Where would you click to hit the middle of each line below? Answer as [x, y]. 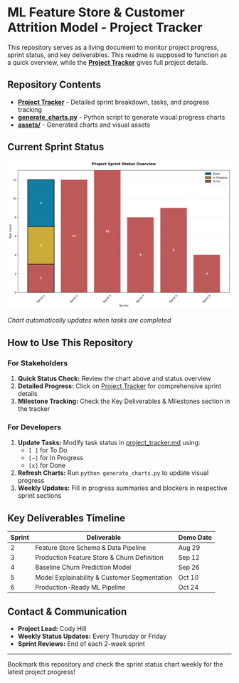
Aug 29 [189, 547]
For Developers [34, 427]
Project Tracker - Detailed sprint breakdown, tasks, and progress [113, 102]
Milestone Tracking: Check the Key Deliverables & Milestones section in [124, 401]
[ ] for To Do [48, 450]
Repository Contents [54, 85]
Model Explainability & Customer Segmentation [104, 577]
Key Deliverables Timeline [67, 518]
